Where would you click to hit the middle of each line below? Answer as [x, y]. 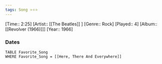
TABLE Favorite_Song [27, 52]
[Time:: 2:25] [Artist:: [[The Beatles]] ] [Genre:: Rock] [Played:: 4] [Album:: [81, 24]
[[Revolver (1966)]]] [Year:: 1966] [39, 29]
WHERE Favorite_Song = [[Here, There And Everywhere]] [63, 57]
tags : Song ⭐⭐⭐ [21, 10]
